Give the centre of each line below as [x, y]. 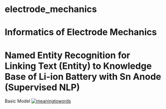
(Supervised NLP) [42, 87]
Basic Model [18, 101]
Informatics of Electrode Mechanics [81, 32]
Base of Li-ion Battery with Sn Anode [83, 77]
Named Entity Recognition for [68, 55]
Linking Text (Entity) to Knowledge [78, 66]
